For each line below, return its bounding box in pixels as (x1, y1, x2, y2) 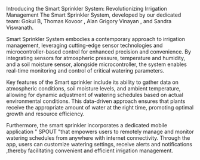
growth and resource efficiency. (6, 110, 85, 117)
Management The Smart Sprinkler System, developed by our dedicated (6, 11, 181, 18)
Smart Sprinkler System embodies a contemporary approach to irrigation (6, 36, 185, 42)
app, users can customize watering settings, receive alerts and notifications (6, 141, 193, 148)
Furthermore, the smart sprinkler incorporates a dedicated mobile (6, 122, 168, 128)
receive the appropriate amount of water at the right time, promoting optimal (6, 104, 194, 111)
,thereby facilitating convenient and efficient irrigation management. (6, 147, 173, 154)
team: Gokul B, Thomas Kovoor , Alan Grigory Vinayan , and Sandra (6, 18, 172, 24)
